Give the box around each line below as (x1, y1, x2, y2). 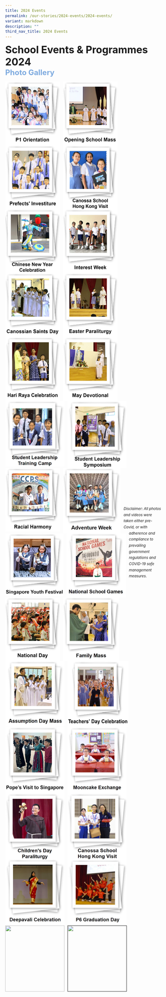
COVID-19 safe (129, 562, 155, 567)
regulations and (129, 555, 156, 561)
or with (135, 525, 148, 530)
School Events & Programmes (5, 43, 148, 56)
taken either (124, 519, 145, 524)
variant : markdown (5, 18, 43, 23)
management (129, 568, 152, 573)
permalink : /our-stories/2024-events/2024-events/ (5, 13, 113, 18)
